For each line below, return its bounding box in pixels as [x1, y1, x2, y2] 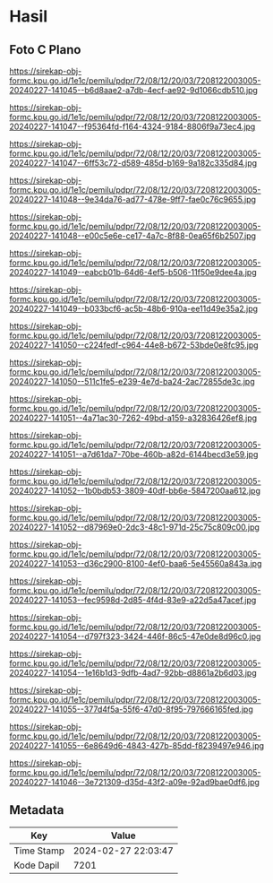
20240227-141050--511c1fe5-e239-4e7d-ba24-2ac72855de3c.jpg [9, 377, 255, 386]
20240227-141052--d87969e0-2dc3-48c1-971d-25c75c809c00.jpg [9, 522, 260, 532]
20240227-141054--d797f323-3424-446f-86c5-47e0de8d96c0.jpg [9, 631, 261, 642]
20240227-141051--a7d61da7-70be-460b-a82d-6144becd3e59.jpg [9, 449, 259, 459]
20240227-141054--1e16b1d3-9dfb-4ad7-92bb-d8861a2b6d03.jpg [9, 668, 257, 678]
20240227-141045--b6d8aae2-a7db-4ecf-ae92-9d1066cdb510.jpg [9, 85, 258, 95]
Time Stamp [13, 844, 65, 857]
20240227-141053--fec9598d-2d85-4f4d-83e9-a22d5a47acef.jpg [9, 594, 257, 605]
